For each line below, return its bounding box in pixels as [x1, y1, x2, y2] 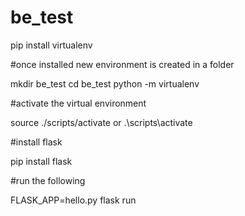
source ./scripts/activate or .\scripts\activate [10, 116, 193, 128]
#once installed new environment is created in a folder [10, 58, 235, 70]
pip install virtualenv [10, 39, 93, 51]
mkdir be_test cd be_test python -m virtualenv [10, 77, 200, 90]
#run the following [10, 174, 86, 186]
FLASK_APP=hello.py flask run [10, 194, 137, 206]
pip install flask [10, 155, 73, 167]
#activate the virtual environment [10, 97, 147, 109]
